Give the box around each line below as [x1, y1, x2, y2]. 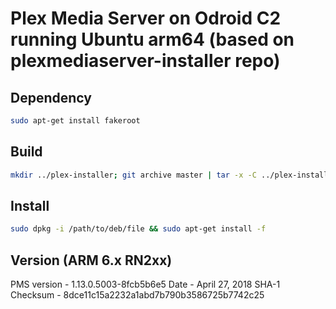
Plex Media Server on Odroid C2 [10, 7, 282, 30]
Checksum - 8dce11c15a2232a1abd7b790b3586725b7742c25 [10, 289, 265, 301]
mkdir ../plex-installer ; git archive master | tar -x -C [10, 170, 257, 180]
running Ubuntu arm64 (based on [10, 28, 295, 51]
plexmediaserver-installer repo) [10, 50, 281, 72]
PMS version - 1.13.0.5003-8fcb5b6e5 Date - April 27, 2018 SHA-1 [10, 278, 281, 291]
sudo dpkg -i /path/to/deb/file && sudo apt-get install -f [10, 224, 267, 234]
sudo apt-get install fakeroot [10, 116, 141, 126]
